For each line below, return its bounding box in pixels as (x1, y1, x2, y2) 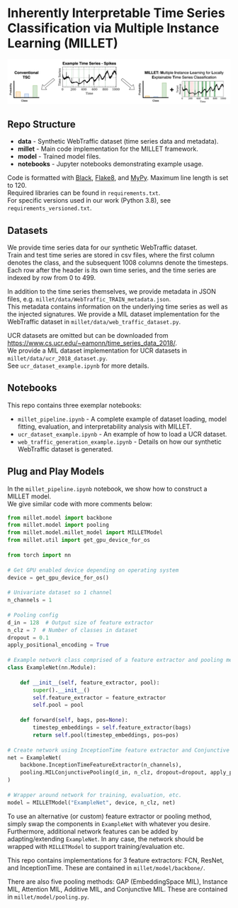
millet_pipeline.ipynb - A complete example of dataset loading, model (17, 415, 227, 423)
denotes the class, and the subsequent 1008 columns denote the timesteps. (7, 258, 229, 267)
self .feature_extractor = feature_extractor (33, 694, 166, 701)
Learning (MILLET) (7, 36, 118, 51)
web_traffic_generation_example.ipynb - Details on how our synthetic (17, 437, 222, 446)
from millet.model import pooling (7, 521, 110, 529)
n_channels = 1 (7, 597, 52, 604)
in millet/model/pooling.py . (7, 892, 90, 901)
